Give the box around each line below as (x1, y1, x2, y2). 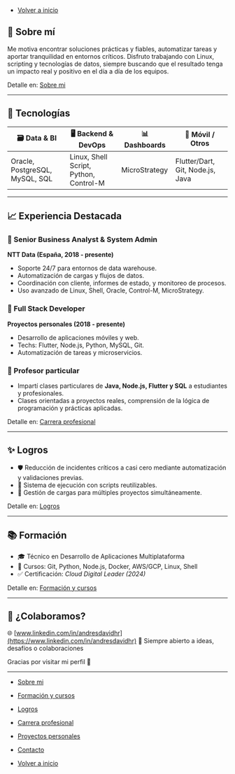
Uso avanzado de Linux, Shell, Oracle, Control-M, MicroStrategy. (17, 286, 204, 295)
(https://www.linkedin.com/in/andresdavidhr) (7, 637, 137, 645)
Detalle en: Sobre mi (7, 80, 66, 89)
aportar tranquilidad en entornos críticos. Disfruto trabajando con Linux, (7, 52, 215, 60)
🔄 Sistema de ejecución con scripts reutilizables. (17, 481, 157, 489)
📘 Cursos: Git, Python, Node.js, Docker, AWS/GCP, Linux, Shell (17, 562, 198, 570)
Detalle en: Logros (7, 502, 60, 510)
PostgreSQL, (10, 164, 52, 174)
